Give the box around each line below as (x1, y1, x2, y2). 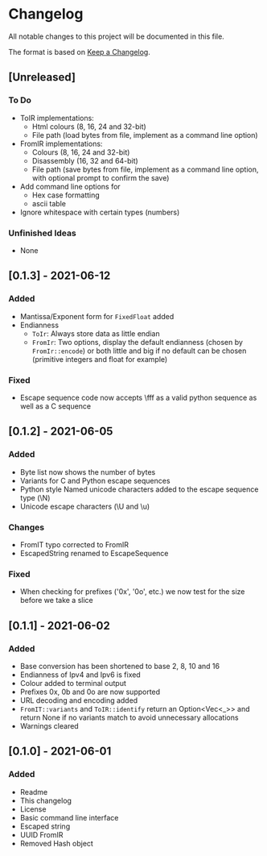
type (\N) (19, 492, 51, 502)
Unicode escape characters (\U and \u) (19, 501, 150, 511)
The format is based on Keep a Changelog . (8, 47, 150, 56)
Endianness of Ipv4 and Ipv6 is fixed (19, 670, 141, 679)
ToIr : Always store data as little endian (31, 328, 160, 339)
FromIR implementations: (19, 139, 103, 148)
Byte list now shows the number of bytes (19, 467, 156, 476)
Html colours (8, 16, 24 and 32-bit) (31, 122, 146, 131)
